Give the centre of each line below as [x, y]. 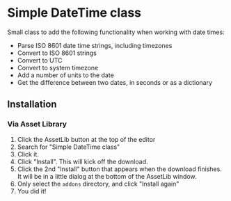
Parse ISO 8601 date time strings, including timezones [95, 45]
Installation [32, 105]
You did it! [32, 191]
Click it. [28, 154]
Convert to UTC [40, 60]
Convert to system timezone [58, 67]
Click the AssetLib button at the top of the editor [86, 139]
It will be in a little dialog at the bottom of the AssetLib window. [107, 176]
